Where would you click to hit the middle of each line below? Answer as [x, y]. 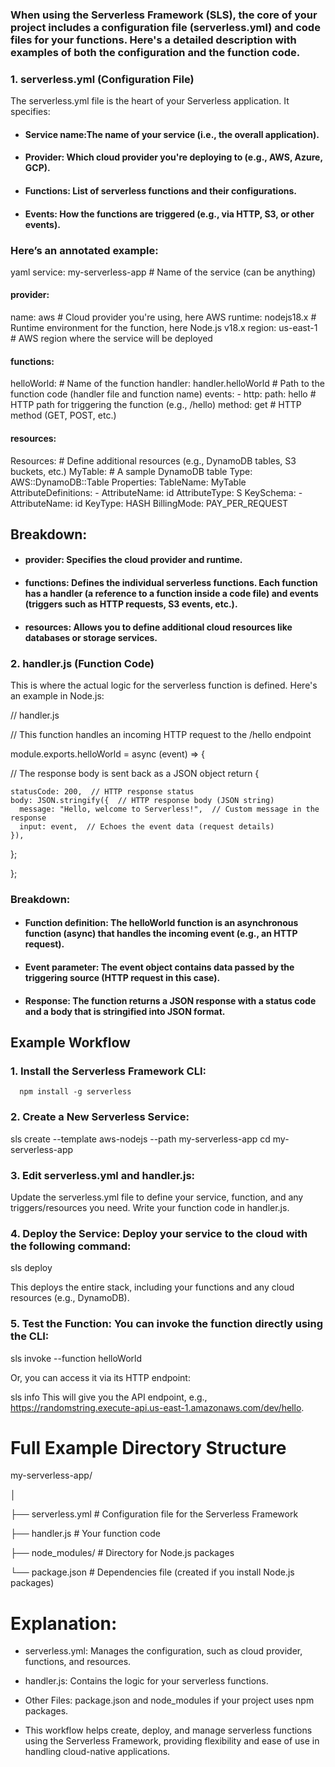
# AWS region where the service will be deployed [111, 339]
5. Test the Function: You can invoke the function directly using [167, 1324]
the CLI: [30, 1336]
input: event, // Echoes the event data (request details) [147, 826]
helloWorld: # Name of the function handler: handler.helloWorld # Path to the [167, 384]
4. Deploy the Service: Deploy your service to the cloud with [159, 1233]
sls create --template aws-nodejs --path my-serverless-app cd [140, 1139]
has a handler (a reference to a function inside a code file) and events [171, 594]
